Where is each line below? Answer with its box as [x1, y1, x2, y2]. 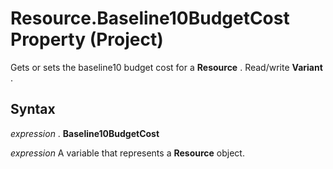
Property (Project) [10, 28, 164, 51]
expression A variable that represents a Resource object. [10, 147, 245, 159]
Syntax [10, 101, 56, 118]
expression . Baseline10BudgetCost [10, 127, 160, 139]
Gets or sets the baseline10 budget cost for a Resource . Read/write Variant [10, 61, 323, 73]
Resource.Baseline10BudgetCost [10, 7, 290, 30]
